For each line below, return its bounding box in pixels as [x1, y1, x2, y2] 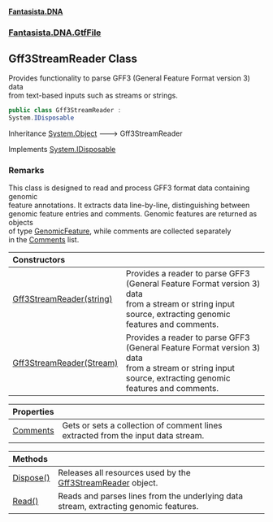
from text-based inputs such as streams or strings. [8, 90, 179, 101]
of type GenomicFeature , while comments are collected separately [8, 226, 232, 236]
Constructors [12, 254, 66, 266]
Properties [12, 407, 54, 418]
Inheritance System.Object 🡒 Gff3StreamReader [8, 128, 183, 138]
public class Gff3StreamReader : [8, 107, 122, 115]
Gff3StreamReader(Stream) [12, 358, 119, 369]
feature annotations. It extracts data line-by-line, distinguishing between [8, 200, 250, 211]
